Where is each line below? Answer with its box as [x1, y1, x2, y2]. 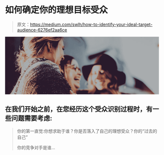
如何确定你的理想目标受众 [5, 4, 108, 16]
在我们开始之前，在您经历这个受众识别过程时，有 [5, 105, 153, 114]
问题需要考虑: [11, 114, 53, 122]
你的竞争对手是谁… [17, 144, 55, 150]
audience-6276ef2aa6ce [17, 27, 67, 33]
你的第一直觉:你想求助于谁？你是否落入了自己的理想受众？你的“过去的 [17, 128, 157, 134]
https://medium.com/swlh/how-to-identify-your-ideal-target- [30, 21, 153, 27]
